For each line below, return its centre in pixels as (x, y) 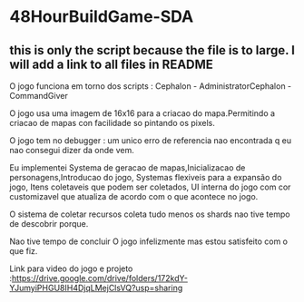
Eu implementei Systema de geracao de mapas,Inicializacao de (127, 168)
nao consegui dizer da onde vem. (72, 150)
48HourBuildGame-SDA (102, 17)
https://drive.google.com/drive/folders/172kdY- (100, 278)
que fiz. (24, 251)
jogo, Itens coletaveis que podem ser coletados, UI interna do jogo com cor (150, 187)
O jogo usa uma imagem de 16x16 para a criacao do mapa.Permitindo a (142, 113)
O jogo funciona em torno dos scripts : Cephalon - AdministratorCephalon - (151, 86)
